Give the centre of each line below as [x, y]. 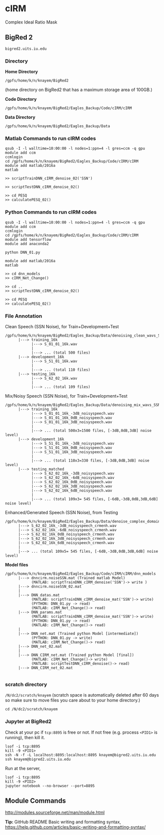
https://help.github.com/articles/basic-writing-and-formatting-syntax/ [75, 827]
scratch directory [26, 684]
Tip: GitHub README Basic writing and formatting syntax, [63, 822]
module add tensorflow [28, 239]
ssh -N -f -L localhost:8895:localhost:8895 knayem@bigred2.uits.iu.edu [81, 755]
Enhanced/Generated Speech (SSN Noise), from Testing [61, 512]
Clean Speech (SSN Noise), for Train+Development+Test [62, 326]
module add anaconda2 [27, 244]
